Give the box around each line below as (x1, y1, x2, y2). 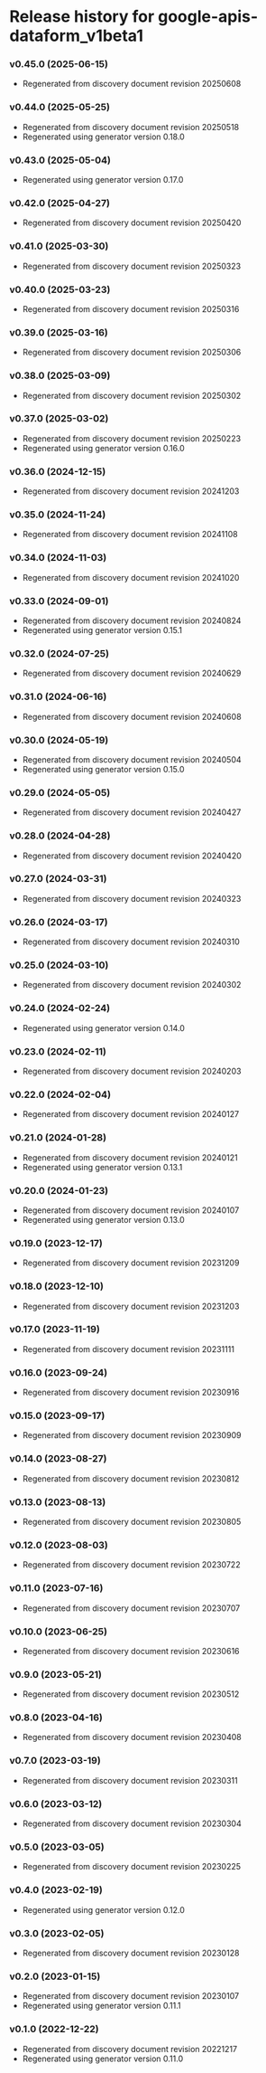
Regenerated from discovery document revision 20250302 (22, 390, 242, 401)
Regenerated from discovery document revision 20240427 (22, 807, 242, 818)
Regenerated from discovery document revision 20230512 (22, 1689, 240, 1699)
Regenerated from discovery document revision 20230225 (22, 1861, 242, 1872)
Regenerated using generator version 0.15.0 (22, 763, 185, 774)
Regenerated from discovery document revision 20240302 (22, 980, 242, 990)
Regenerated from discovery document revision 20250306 (22, 346, 242, 358)
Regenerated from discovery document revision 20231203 (22, 1301, 240, 1311)
